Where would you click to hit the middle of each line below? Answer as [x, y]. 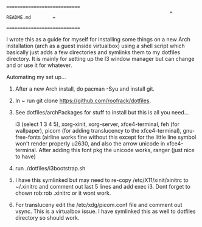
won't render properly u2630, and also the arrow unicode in [90, 144]
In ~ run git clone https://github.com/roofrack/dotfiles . [83, 100]
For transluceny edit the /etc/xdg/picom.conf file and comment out [99, 205]
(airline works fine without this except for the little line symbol [119, 137]
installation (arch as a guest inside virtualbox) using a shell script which [96, 46]
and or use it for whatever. [39, 65]
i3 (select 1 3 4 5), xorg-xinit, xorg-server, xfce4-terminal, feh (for [97, 124]
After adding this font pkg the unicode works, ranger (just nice [117, 150]
